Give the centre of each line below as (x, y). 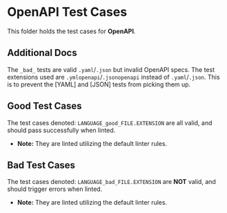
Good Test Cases (45, 106)
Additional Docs (42, 53)
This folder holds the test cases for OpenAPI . (71, 31)
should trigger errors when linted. (55, 189)
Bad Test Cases (41, 165)
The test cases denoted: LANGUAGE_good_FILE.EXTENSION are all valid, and (110, 122)
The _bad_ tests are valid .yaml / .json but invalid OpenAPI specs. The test (111, 69)
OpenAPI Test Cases (67, 12)
